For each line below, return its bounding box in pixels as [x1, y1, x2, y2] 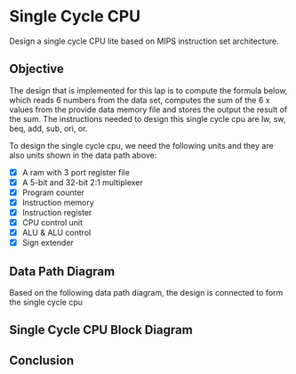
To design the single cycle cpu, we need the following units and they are [9, 140, 274, 150]
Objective [9, 61, 65, 77]
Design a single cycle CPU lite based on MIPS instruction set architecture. [9, 36, 280, 46]
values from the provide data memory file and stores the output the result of [9, 104, 288, 115]
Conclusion [9, 353, 75, 368]
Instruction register [21, 207, 92, 217]
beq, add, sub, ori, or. [9, 123, 88, 134]
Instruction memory [21, 197, 95, 207]
